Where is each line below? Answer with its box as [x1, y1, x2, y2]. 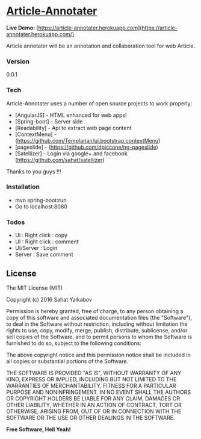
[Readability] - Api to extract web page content [14, 124, 132, 131]
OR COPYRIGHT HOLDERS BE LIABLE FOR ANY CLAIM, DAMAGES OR [6, 394, 181, 402]
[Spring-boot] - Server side [14, 117, 83, 125]
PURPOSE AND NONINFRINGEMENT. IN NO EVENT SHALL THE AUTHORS [6, 388, 191, 396]
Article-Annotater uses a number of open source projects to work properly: [6, 99, 193, 107]
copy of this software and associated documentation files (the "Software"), [6, 314, 193, 321]
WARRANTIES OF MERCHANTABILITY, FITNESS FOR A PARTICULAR [6, 382, 176, 389]
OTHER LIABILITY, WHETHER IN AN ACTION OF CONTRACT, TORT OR [6, 401, 182, 408]
